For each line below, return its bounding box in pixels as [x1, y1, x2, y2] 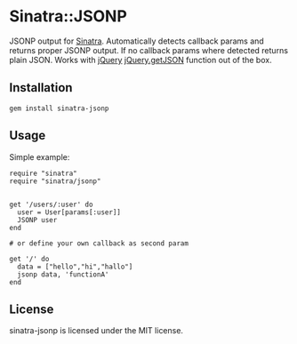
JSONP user [17, 215, 58, 224]
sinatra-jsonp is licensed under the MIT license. [9, 325, 184, 336]
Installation [9, 80, 73, 95]
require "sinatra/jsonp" [9, 176, 101, 186]
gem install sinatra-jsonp [9, 104, 109, 113]
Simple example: [9, 151, 70, 162]
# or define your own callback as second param [9, 238, 189, 248]
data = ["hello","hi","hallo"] [17, 262, 133, 271]
